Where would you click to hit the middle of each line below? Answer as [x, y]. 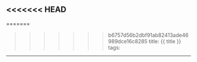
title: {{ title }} [165, 41]
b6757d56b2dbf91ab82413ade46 [148, 35]
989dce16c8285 [128, 41]
